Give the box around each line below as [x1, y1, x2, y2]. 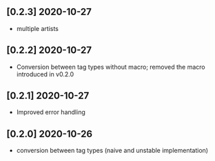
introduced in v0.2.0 [16, 69, 74, 78]
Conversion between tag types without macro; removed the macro [16, 63, 205, 71]
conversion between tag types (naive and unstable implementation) [16, 147, 208, 155]
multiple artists [16, 24, 59, 32]
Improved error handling [16, 108, 85, 116]
